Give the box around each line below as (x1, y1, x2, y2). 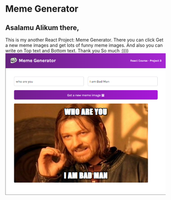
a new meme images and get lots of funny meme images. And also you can (5, 42, 163, 48)
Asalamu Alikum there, (5, 23, 79, 32)
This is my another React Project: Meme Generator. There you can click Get (5, 37, 164, 43)
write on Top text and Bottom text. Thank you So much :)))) (5, 48, 129, 53)
